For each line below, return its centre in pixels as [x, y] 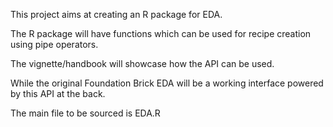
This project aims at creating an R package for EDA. [116, 14]
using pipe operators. [54, 44]
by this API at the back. [58, 93]
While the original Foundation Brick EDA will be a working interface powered [167, 83]
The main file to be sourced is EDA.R [85, 113]
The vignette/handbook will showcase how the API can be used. [142, 63]
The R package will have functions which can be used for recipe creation [161, 33]
